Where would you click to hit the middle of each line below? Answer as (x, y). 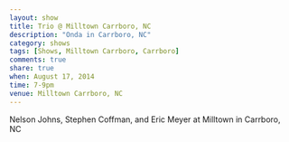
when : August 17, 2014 (52, 77)
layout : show (34, 18)
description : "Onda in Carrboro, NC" (80, 34)
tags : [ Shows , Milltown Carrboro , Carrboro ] (94, 52)
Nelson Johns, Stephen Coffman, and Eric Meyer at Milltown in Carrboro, (145, 119)
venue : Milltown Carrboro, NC (66, 93)
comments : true (38, 60)
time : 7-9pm (32, 85)
